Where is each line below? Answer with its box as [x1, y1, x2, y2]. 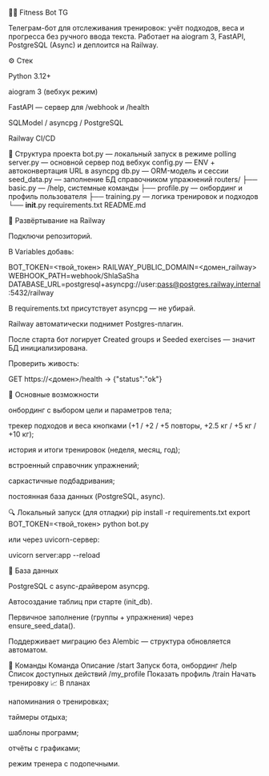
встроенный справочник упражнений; [8, 461, 140, 469]
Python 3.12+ [8, 71, 52, 80]
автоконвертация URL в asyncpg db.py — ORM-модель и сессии [8, 166, 229, 176]
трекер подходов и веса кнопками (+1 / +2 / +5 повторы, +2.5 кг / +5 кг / [8, 421, 257, 430]
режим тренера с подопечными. [8, 759, 120, 768]
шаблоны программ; [8, 728, 79, 737]
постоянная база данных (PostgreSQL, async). [8, 492, 166, 501]
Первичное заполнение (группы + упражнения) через [8, 612, 194, 622]
